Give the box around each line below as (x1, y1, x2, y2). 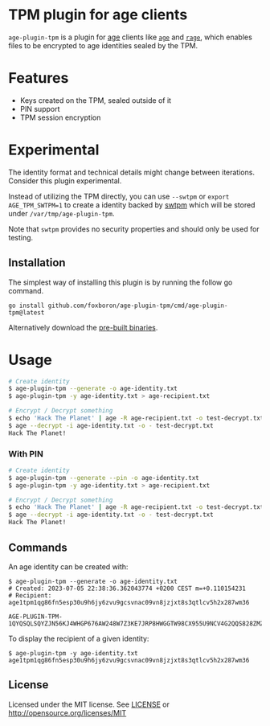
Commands (8, 540, 68, 554)
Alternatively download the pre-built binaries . (8, 322, 158, 332)
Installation (8, 256, 66, 270)
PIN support (19, 104, 60, 113)
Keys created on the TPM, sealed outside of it (19, 95, 171, 105)
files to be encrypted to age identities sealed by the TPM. (8, 40, 198, 50)
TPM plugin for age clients (8, 6, 188, 24)
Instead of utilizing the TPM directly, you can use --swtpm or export (8, 191, 230, 201)
